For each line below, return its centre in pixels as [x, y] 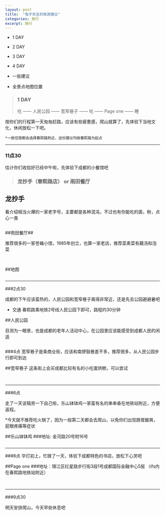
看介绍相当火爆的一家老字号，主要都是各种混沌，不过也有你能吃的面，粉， [80, 212]
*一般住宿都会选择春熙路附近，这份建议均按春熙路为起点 [54, 138]
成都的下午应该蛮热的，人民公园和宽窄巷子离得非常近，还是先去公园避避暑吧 [82, 299]
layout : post [18, 10]
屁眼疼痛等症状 [20, 426]
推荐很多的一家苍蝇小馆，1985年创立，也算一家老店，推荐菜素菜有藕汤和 [79, 243]
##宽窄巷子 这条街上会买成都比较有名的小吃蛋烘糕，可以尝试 [67, 368]
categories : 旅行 [22, 19]
